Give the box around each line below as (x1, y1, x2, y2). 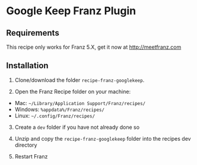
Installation (6, 61, 49, 71)
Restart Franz (14, 153, 48, 160)
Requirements (6, 28, 59, 38)
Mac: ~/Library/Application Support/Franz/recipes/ (14, 99, 146, 106)
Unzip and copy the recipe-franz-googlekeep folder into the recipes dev (14, 135, 191, 142)
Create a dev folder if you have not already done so (14, 123, 140, 131)
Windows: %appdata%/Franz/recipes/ (14, 106, 105, 113)
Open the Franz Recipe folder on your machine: (14, 88, 131, 95)
